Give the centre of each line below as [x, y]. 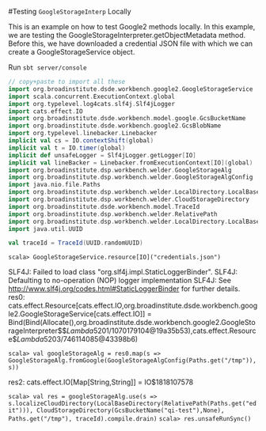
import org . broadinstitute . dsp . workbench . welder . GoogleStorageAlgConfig [131, 177]
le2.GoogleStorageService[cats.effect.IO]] [77, 314]
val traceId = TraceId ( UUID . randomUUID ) [76, 243]
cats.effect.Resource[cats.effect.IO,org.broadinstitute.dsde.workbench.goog [133, 306]
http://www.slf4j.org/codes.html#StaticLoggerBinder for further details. [124, 289]
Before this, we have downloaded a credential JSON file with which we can [131, 43]
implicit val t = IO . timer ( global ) [67, 148]
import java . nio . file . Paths [55, 185]
